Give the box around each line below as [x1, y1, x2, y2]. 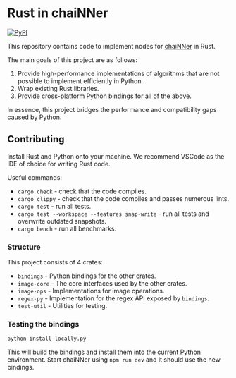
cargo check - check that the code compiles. [17, 187, 147, 195]
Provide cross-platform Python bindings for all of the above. [17, 92, 192, 100]
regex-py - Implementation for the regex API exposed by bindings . [17, 294, 210, 303]
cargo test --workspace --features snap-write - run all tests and [17, 209, 209, 218]
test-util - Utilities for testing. [17, 302, 108, 310]
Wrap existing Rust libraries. [17, 84, 99, 92]
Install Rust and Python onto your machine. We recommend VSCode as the [7, 152, 225, 160]
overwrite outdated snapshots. [17, 217, 107, 225]
